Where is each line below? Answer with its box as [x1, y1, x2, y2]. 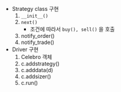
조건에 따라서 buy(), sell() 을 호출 [29, 26, 116, 32]
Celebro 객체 [20, 54, 52, 60]
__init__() [20, 13, 49, 19]
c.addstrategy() [20, 60, 60, 67]
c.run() [20, 79, 38, 86]
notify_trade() [20, 38, 55, 46]
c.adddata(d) [20, 67, 54, 73]
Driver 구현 [11, 46, 39, 53]
